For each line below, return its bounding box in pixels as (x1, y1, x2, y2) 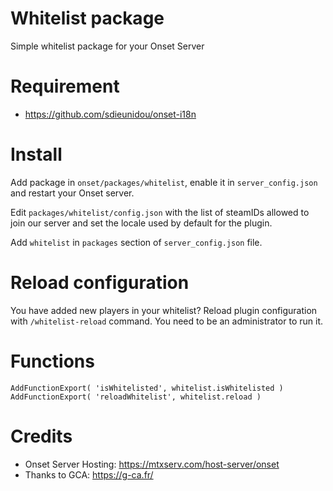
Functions (10, 350, 95, 372)
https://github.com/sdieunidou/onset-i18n (24, 108, 197, 120)
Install (10, 143, 63, 166)
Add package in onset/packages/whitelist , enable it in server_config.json (10, 176, 318, 188)
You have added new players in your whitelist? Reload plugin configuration (10, 304, 318, 316)
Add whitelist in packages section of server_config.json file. (10, 236, 263, 248)
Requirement (10, 75, 120, 98)
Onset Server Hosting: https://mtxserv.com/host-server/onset (24, 458, 280, 470)
